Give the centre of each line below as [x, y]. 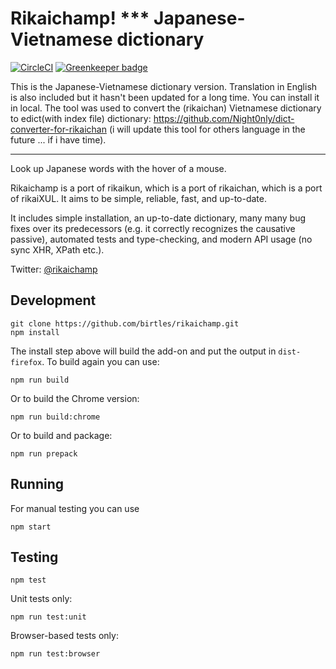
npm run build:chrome [55, 417]
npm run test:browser [55, 654]
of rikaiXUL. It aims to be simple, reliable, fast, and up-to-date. [138, 198]
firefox [26, 362]
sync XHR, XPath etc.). [57, 249]
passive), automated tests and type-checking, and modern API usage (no [161, 239]
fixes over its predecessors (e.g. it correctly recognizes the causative [153, 228]
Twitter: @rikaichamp [54, 269]
